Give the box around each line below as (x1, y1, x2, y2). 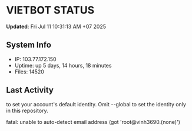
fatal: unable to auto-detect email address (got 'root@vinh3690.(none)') (6, 118, 181, 125)
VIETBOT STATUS (6, 4, 95, 17)
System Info (6, 40, 52, 50)
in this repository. (6, 107, 48, 114)
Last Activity (6, 85, 54, 95)
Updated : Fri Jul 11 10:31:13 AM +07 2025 (6, 23, 107, 30)
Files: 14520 (14, 68, 44, 75)
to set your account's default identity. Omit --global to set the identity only (6, 100, 187, 108)
